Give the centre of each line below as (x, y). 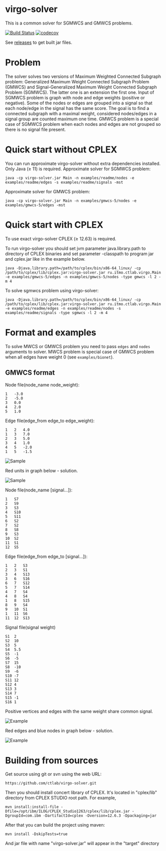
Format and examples (51, 332)
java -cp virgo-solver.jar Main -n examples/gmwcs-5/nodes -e (71, 201)
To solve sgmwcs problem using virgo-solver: (52, 290)
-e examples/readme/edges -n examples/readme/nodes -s (63, 308)
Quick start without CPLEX (61, 150)
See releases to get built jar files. (39, 42)
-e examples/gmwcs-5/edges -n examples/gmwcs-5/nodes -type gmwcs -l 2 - (83, 277)
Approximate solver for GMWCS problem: (48, 191)
